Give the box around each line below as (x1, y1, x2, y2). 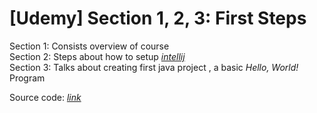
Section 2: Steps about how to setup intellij (9, 50, 186, 62)
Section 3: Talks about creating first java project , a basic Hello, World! (9, 61, 299, 73)
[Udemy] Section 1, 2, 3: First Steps (9, 7, 307, 30)
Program (9, 72, 46, 84)
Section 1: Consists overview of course (9, 40, 170, 52)
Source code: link (9, 91, 82, 103)
